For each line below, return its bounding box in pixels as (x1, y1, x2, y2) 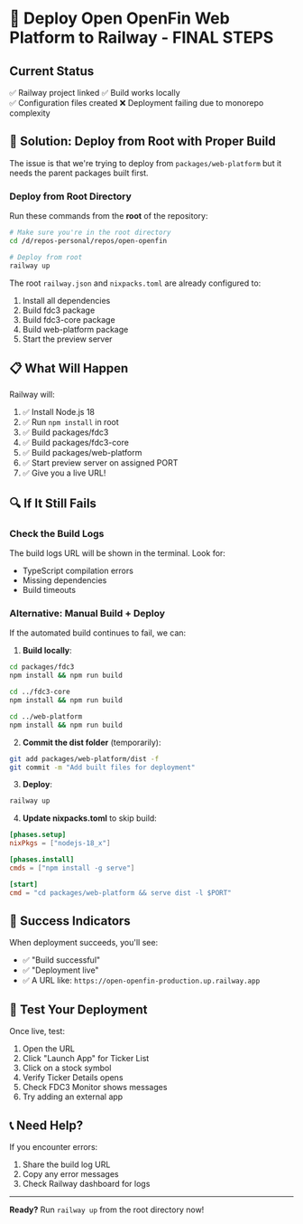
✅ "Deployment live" (22, 965, 99, 975)
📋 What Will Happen (9, 361, 129, 376)
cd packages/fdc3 (9, 663, 75, 672)
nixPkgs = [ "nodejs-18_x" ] (9, 839, 111, 848)
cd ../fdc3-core (9, 687, 70, 697)
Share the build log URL (22, 1159, 111, 1170)
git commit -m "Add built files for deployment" (9, 763, 196, 772)
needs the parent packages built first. (9, 167, 149, 178)
